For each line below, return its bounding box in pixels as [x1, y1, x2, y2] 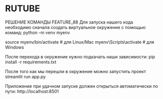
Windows [5, 44, 25, 50]
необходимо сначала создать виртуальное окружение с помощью [5, 24, 146, 30]
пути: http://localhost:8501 [5, 88, 59, 94]
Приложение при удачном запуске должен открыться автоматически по [5, 83, 158, 89]
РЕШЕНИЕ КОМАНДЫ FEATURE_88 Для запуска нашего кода [5, 19, 134, 25]
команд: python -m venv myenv [5, 29, 70, 35]
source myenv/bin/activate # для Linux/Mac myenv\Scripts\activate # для [5, 39, 155, 45]
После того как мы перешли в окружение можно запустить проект [5, 68, 146, 74]
